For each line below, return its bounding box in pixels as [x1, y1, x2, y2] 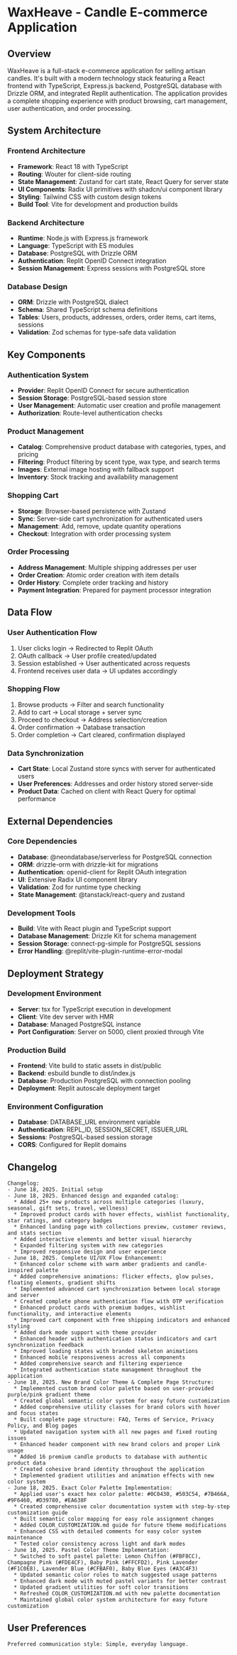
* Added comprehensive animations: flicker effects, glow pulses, [13, 1273, 214, 1281]
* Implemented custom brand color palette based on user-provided [13, 1385, 214, 1392]
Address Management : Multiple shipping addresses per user [17, 563, 197, 572]
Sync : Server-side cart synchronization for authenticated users [17, 514, 203, 523]
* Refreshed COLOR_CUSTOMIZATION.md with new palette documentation [13, 1590, 221, 1597]
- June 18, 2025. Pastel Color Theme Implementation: [7, 1546, 170, 1554]
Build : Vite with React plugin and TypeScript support [17, 924, 172, 933]
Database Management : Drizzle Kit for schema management [17, 932, 197, 940]
